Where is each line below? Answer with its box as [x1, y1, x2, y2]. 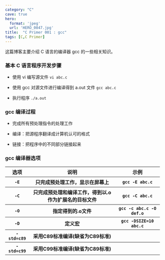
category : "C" [5, 7, 34, 12]
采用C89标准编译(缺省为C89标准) [33, 233, 111, 239]
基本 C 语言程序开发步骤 [5, 62, 62, 69]
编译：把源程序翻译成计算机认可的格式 [12, 131, 90, 137]
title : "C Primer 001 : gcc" [5, 30, 67, 35]
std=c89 [8, 235, 26, 241]
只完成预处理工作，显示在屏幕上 [35, 179, 110, 185]
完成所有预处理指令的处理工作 [12, 121, 73, 127]
